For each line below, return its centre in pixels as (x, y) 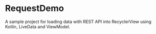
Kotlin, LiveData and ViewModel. (38, 26)
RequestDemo (35, 8)
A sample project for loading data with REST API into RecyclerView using (78, 22)
